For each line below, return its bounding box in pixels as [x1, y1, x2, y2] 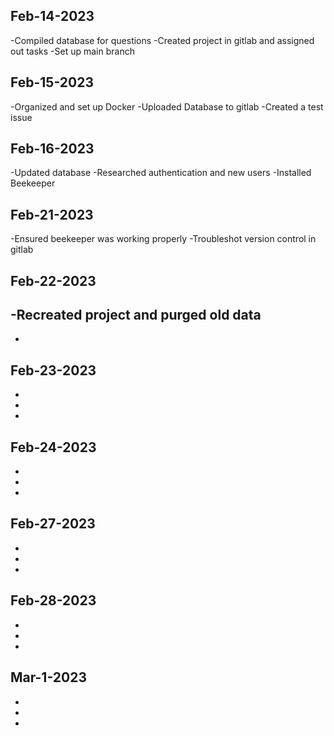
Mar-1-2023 [10, 669, 87, 686]
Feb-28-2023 [10, 592, 97, 609]
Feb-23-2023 [10, 362, 97, 379]
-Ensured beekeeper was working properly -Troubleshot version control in [10, 233, 317, 245]
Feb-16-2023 [10, 140, 95, 158]
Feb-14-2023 [10, 8, 95, 25]
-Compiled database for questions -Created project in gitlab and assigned [10, 34, 315, 46]
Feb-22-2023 [10, 272, 97, 289]
